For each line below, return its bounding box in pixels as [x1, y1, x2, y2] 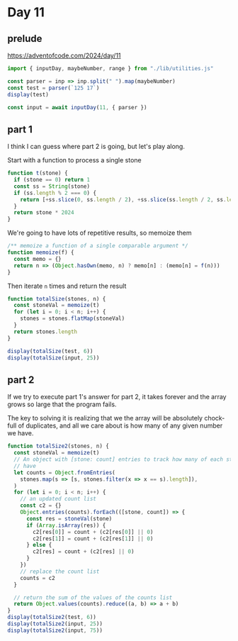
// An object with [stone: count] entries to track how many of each [13, 456, 223, 463]
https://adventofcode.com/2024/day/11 [7, 51, 122, 60]
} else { [25, 542, 52, 549]
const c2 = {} [20, 502, 62, 509]
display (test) [7, 91, 50, 98]
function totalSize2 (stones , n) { [7, 442, 110, 450]
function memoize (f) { [7, 249, 74, 256]
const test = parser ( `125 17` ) [7, 84, 100, 91]
